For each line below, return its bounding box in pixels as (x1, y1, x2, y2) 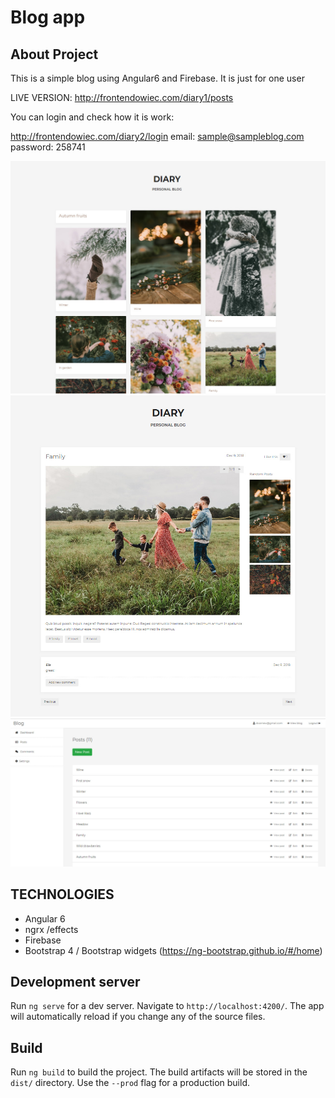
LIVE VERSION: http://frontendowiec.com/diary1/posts (10, 92, 234, 103)
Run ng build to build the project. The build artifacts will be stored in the (10, 1066, 308, 1078)
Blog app (10, 6, 86, 29)
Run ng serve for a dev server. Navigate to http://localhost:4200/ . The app (10, 1000, 325, 1012)
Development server (10, 973, 141, 990)
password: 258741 (10, 141, 86, 153)
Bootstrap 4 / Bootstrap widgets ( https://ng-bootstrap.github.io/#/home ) (24, 944, 323, 956)
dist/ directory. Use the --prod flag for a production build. (10, 1077, 250, 1089)
